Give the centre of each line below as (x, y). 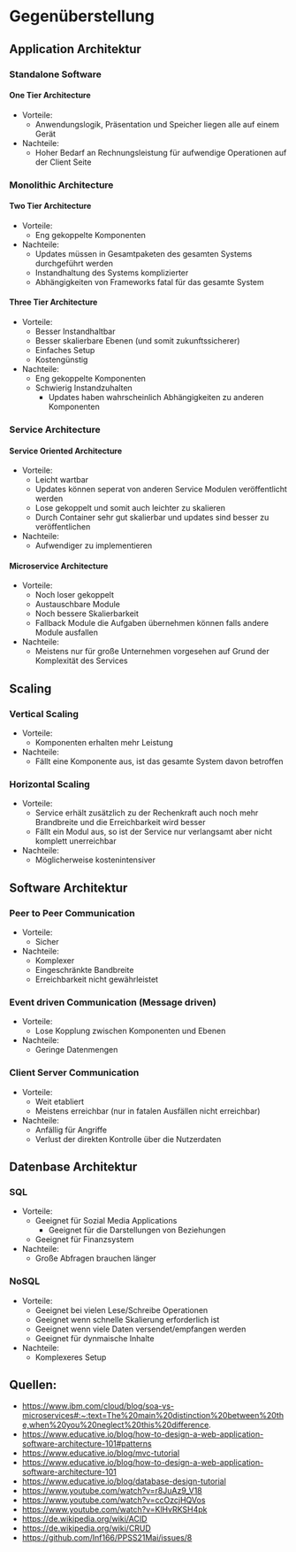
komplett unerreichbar (76, 841)
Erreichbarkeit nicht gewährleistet (97, 979)
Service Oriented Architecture (66, 451)
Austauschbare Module (78, 605)
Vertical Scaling (44, 714)
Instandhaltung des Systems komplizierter (112, 273)
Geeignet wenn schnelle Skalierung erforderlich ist (127, 1319)
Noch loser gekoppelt (75, 595)
